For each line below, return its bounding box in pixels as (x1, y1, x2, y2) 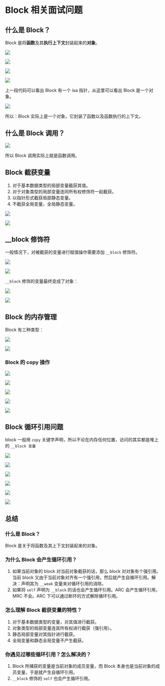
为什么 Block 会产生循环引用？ (5, 556, 78, 563)
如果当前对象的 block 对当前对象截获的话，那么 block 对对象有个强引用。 (12, 568, 161, 574)
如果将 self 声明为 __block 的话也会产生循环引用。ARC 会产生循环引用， (12, 587, 161, 593)
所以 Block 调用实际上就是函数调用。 (5, 152, 80, 158)
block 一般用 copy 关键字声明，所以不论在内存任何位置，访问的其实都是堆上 (5, 437, 159, 443)
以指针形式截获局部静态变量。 (12, 195, 73, 201)
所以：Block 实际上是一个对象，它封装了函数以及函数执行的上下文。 (5, 113, 143, 119)
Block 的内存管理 (5, 312, 57, 321)
